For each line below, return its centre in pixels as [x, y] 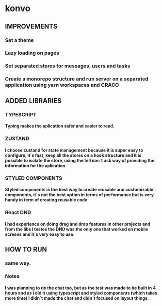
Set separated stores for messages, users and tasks [68, 66]
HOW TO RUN [26, 250]
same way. [18, 263]
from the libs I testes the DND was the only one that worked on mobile [77, 229]
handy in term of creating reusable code [46, 200]
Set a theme [19, 40]
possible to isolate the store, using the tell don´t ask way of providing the [80, 160]
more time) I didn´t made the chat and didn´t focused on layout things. [77, 298]
